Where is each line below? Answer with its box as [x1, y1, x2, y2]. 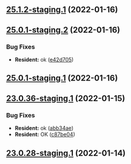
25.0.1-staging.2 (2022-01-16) [6, 25, 120, 35]
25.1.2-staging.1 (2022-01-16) [6, 5, 119, 15]
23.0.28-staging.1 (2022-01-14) [6, 148, 126, 158]
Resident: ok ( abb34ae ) [14, 124, 74, 132]
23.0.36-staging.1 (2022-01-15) [6, 93, 126, 103]
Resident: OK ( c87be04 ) [14, 131, 75, 138]
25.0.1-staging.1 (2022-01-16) [6, 73, 119, 83]
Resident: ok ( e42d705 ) [14, 56, 74, 63]
